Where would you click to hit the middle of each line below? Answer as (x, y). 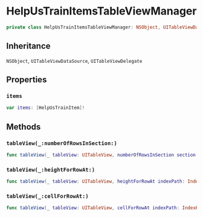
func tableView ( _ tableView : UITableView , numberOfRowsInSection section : (102, 155)
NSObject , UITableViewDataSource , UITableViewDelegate (74, 60)
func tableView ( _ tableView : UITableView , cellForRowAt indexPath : (93, 208)
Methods (24, 127)
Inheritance (28, 46)
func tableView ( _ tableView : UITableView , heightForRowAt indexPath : (96, 182)
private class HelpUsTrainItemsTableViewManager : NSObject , (84, 27)
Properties (27, 80)
